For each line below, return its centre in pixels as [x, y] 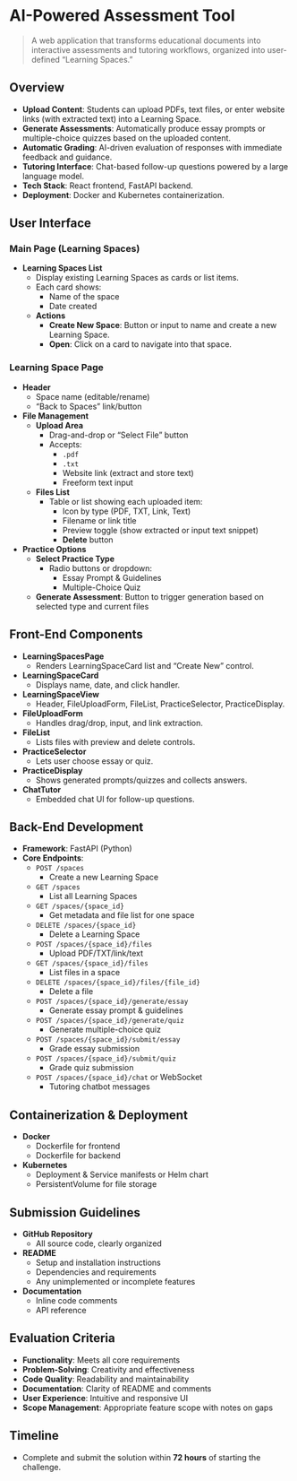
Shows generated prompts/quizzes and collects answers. [141, 780]
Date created [73, 307]
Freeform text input [98, 482]
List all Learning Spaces [93, 896]
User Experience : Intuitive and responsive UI [105, 1398]
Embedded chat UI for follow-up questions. [115, 799]
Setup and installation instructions [98, 1262]
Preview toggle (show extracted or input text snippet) [161, 530]
